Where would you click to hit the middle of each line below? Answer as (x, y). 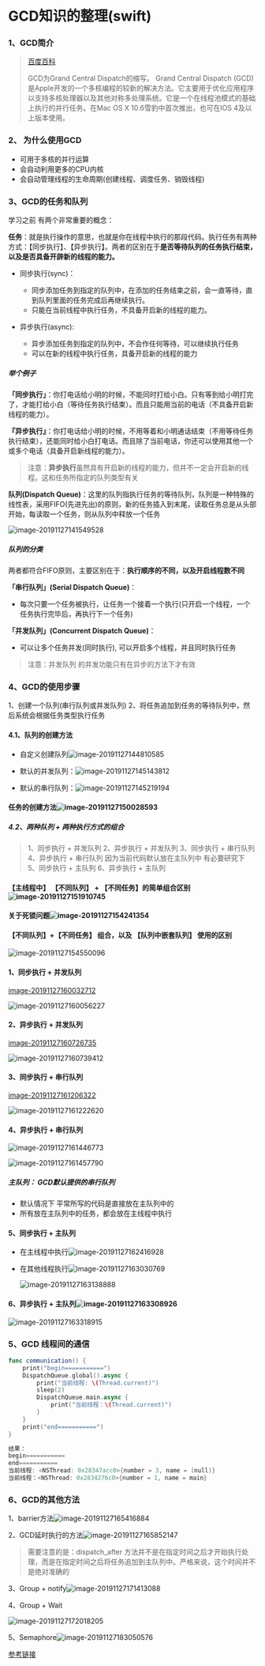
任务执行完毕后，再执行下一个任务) (76, 614)
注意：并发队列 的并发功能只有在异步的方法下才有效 (111, 664)
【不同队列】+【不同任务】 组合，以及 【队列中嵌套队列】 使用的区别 (120, 935)
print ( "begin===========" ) (67, 1368)
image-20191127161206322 (52, 1095)
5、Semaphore (33, 1638)
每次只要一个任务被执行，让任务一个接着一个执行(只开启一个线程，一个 (135, 604)
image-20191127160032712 (52, 990)
